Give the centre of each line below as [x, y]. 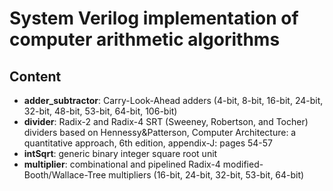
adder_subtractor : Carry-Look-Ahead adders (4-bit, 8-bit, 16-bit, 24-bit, [173, 100]
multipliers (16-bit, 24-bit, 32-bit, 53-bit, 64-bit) [206, 175]
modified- [243, 164]
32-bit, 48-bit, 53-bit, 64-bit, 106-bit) [100, 111]
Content [35, 76]
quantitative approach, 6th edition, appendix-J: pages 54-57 [148, 143]
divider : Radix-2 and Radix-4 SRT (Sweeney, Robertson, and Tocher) [166, 121]
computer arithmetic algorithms [145, 39]
